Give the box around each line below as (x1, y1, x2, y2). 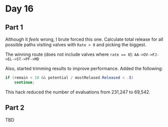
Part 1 (5, 23, 24, 32)
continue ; (14, 80, 35, 85)
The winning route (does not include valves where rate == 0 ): (5, 51, 133, 57)
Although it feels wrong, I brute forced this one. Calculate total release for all (5, 36, 163, 42)
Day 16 (5, 3, 34, 15)
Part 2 (5, 103, 25, 112)
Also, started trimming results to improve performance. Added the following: (5, 66, 163, 71)
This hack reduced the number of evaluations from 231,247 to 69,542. (5, 89, 151, 95)
